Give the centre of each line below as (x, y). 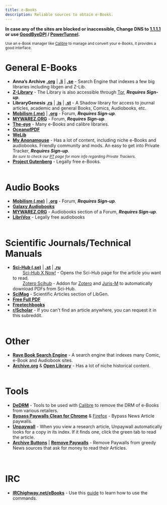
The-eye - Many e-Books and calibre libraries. (61, 124)
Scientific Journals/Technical (68, 243)
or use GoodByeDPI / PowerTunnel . (43, 34)
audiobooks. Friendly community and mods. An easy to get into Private (86, 146)
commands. (25, 498)
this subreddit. (27, 316)
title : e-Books (21, 10)
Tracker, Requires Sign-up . (41, 151)
